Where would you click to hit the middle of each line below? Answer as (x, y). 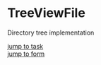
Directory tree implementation (51, 32)
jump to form (26, 54)
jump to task (25, 46)
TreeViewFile (47, 13)
